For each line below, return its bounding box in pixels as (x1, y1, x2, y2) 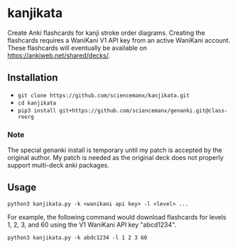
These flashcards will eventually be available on (7, 43, 148, 52)
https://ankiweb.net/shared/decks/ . (7, 51, 111, 60)
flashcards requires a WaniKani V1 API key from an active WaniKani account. (7, 36, 231, 44)
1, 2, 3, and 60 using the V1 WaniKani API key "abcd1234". (7, 220, 177, 229)
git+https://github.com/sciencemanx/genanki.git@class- (59, 107, 228, 114)
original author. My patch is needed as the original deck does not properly (7, 153, 224, 162)
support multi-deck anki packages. (7, 161, 110, 170)
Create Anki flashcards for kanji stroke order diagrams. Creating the (7, 28, 206, 37)
